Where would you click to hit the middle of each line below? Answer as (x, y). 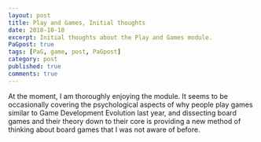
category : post (33, 60)
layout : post (29, 15)
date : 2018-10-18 (37, 30)
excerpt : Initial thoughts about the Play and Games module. (110, 37)
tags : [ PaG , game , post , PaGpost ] (65, 52)
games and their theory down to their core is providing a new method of (125, 121)
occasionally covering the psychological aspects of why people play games (130, 104)
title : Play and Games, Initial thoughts (77, 23)
